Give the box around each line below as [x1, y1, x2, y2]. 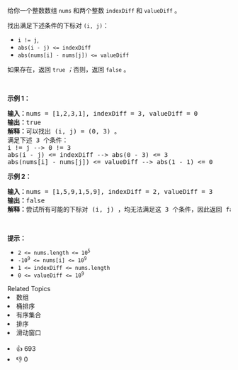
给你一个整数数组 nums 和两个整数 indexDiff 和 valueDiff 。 [7, 6, 181, 14]
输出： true [7, 119, 41, 126]
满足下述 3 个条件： [7, 136, 69, 144]
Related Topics [7, 285, 51, 293]
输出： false [7, 197, 45, 205]
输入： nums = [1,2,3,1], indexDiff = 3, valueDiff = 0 [7, 109, 198, 117]
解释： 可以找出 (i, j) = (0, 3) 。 [7, 127, 121, 135]
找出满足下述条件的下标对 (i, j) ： [7, 21, 109, 30]
